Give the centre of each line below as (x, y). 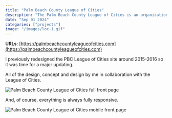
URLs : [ (13, 44)
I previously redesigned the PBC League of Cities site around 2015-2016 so (84, 59)
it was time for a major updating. (39, 65)
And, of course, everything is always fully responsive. (62, 100)
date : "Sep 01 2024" (27, 19)
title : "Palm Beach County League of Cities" (55, 10)
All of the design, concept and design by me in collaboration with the (78, 74)
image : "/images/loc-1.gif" (35, 29)
